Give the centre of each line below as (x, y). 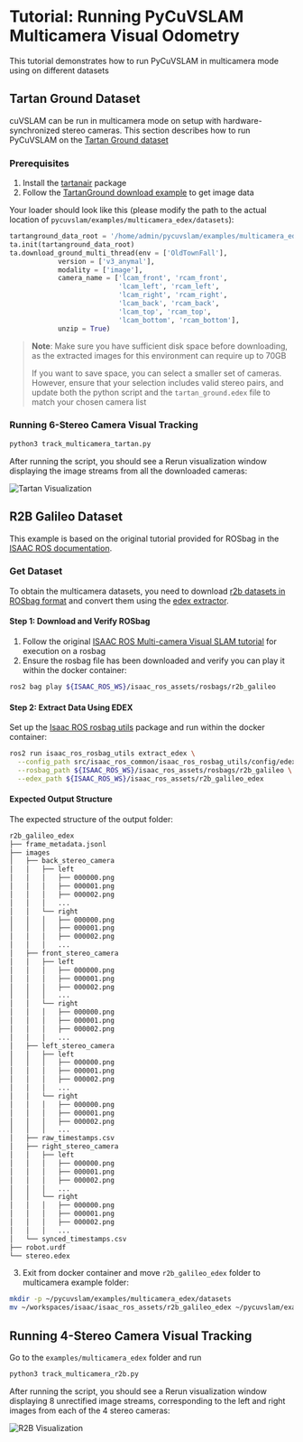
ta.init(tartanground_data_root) (72, 244)
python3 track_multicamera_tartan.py (80, 444)
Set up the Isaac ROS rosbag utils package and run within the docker (137, 727)
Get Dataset (36, 571)
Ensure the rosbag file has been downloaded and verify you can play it (154, 660)
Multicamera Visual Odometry (125, 36)
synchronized (35, 130)
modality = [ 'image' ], (100, 270)
